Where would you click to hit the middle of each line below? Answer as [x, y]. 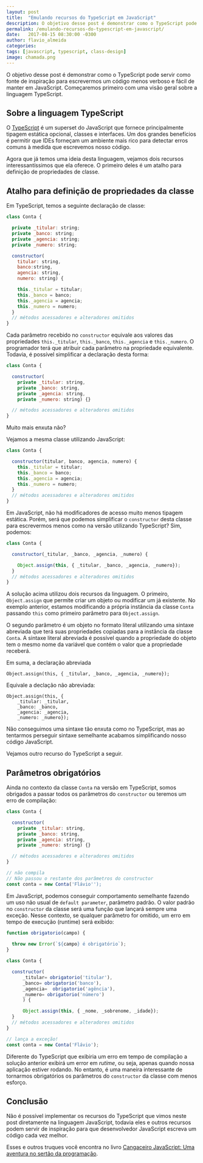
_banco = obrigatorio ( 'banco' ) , [62, 983]
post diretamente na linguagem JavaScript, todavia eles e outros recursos [99, 1123]
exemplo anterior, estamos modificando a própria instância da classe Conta [100, 607]
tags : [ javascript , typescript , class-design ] [66, 52]
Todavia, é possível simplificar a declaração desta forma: [77, 354]
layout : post [23, 12]
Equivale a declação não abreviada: [51, 685]
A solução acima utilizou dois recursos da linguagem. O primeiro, [88, 594]
